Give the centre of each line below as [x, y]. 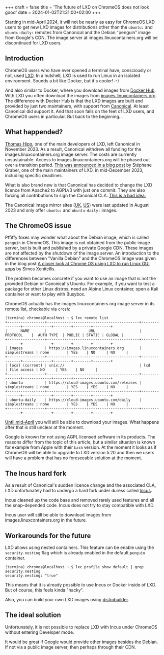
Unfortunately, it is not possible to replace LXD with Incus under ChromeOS [81, 627]
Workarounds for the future [48, 535]
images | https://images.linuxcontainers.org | [75, 348]
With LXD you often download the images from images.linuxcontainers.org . [81, 95]
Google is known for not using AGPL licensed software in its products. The [80, 437]
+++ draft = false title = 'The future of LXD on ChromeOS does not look [77, 7]
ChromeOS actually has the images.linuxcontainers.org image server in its [80, 304]
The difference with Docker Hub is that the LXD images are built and [74, 101]
